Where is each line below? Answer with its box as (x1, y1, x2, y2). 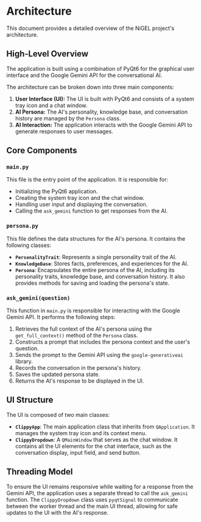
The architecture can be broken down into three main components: (6, 83, 175, 90)
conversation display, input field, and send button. (15, 449, 141, 456)
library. (15, 358, 33, 365)
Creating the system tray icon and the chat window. (15, 194, 145, 202)
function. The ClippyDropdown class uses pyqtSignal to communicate (6, 496, 178, 503)
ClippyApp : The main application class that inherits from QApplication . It (15, 423, 195, 430)
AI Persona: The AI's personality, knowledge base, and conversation (15, 108, 188, 116)
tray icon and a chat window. (15, 101, 88, 109)
